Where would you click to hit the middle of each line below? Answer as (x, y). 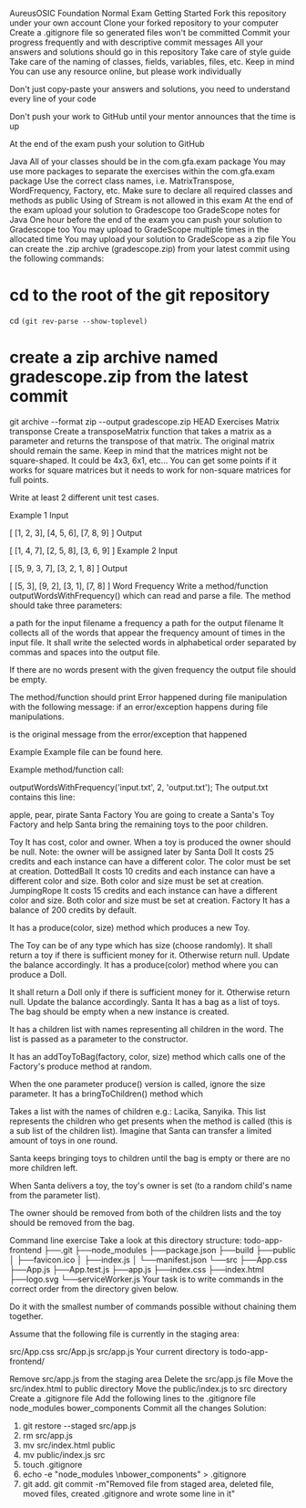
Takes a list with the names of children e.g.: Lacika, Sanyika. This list (138, 1111)
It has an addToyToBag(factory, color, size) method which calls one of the (148, 1056)
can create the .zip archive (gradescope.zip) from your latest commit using (150, 249)
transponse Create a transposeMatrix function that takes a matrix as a (141, 431)
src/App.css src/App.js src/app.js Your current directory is (118, 1351)
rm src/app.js (47, 1435)
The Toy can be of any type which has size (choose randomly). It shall (141, 945)
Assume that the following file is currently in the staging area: (124, 1334)
